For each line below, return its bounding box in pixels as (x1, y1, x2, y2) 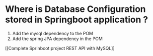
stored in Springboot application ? (5, 14, 148, 25)
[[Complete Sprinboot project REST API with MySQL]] (5, 45, 115, 51)
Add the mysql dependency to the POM (12, 30, 93, 36)
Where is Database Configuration (5, 3, 146, 15)
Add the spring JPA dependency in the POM (12, 36, 103, 42)
